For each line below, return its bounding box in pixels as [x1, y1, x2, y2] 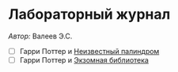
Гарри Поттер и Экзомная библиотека [19, 56, 149, 64]
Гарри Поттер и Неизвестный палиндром [19, 46, 160, 56]
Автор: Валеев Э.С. [8, 31, 73, 41]
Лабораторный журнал [8, 5, 171, 23]
